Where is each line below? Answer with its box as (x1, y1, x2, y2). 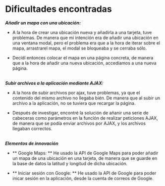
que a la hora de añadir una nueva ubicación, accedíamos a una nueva (12, 60, 157, 66)
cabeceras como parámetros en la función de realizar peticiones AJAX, (12, 115, 159, 121)
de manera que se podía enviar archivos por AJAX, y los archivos (12, 120, 146, 126)
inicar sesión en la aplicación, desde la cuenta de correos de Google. (12, 175, 154, 181)
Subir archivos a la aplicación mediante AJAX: (5, 80, 104, 86)
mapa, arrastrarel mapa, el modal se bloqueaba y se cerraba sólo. (12, 45, 147, 51)
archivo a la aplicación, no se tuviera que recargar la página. (12, 100, 136, 106)
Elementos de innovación (5, 140, 58, 146)
